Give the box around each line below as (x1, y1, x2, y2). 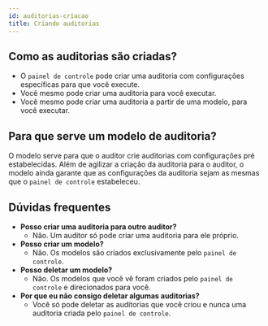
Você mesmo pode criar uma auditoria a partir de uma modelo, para (19, 97, 248, 106)
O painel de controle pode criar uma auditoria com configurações (19, 71, 245, 81)
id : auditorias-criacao (8, 11, 89, 20)
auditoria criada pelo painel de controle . (32, 308, 171, 318)
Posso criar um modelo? (19, 239, 104, 249)
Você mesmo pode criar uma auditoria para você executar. (19, 89, 217, 98)
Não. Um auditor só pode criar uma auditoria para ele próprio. (32, 230, 240, 240)
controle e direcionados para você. (32, 282, 152, 292)
